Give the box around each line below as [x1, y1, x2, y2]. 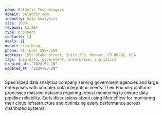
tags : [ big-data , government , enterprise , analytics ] [5, 57, 117, 62]
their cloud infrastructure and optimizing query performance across [5, 100, 141, 106]
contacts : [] [5, 35, 32, 39]
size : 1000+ [5, 20, 29, 26]
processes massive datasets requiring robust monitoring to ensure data [5, 90, 148, 96]
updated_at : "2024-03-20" [5, 66, 57, 71]
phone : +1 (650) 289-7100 [5, 48, 57, 53]
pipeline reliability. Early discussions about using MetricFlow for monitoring [5, 95, 156, 100]
